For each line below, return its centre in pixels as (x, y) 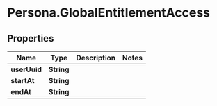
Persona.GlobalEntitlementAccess (109, 13)
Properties (31, 38)
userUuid (26, 69)
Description (96, 58)
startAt (23, 81)
